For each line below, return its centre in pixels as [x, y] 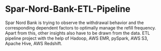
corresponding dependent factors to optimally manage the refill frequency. [80, 27]
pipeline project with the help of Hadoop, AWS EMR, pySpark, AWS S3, [77, 38]
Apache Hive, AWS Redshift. [34, 43]
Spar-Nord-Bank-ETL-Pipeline [68, 9]
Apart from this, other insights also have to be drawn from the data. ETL [78, 33]
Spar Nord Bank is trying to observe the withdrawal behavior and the [74, 23]
